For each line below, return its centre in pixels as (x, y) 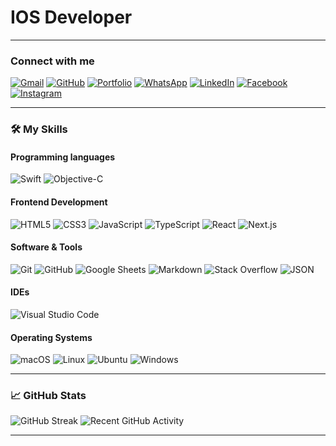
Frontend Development (59, 202)
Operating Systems (51, 337)
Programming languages (63, 157)
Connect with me (52, 61)
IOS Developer (71, 17)
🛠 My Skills (39, 129)
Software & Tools (46, 247)
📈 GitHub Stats (48, 396)
